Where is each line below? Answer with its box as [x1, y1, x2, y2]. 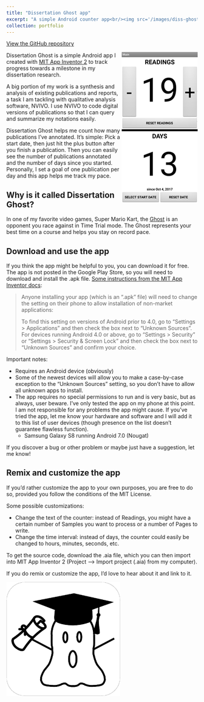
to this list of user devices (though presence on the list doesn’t [15, 419, 172, 426]
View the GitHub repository [6, 40, 75, 47]
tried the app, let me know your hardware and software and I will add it [15, 413, 192, 419]
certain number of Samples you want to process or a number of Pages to [15, 520, 198, 528]
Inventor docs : [6, 281, 42, 289]
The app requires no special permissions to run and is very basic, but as [15, 393, 196, 401]
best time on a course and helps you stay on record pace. [6, 229, 151, 236]
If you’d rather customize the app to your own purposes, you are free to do [6, 484, 193, 491]
